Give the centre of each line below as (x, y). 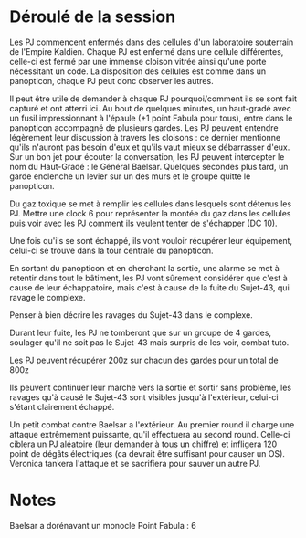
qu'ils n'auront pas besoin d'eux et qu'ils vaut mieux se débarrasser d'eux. (150, 147)
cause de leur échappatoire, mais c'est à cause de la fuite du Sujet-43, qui (149, 287)
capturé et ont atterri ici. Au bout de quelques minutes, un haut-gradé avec (151, 108)
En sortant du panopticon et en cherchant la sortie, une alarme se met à (145, 268)
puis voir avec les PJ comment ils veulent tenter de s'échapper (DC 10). (143, 223)
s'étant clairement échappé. (62, 406)
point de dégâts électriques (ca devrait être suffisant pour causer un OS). (148, 453)
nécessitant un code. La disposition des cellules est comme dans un (138, 71)
